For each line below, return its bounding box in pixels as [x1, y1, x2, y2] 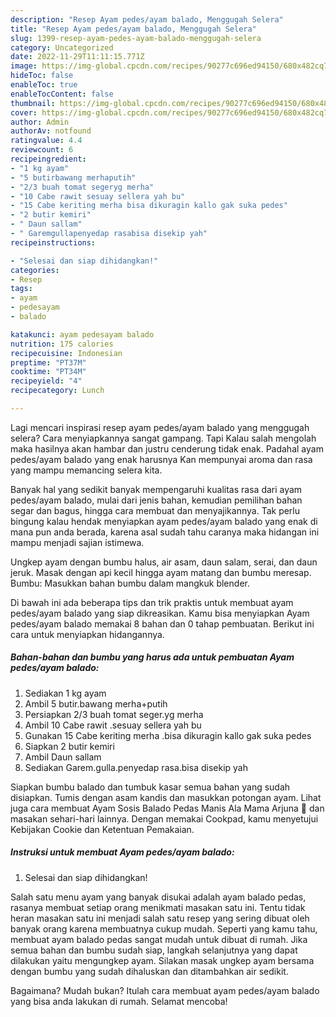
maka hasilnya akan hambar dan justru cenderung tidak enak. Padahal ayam [10, 442, 324, 455]
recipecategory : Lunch [10, 386, 105, 396]
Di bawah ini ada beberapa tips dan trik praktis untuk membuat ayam [10, 596, 294, 608]
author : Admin [10, 117, 70, 127]
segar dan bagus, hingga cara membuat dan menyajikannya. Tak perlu [10, 504, 301, 516]
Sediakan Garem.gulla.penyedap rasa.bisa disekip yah [24, 761, 248, 773]
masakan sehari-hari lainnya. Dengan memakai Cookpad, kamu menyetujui [10, 812, 319, 825]
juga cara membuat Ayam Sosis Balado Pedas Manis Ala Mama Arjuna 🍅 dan [10, 802, 325, 814]
